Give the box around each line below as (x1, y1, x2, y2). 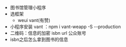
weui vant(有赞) (17, 17, 51, 23)
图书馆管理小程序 (10, 5, 46, 10)
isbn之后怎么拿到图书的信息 (10, 36, 69, 42)
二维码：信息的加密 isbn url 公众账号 (10, 30, 86, 36)
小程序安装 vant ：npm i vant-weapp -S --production (10, 24, 121, 30)
